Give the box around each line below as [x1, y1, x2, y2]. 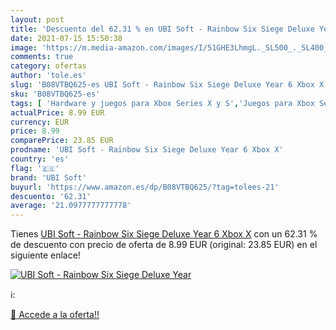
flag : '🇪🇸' [10, 163, 60, 173]
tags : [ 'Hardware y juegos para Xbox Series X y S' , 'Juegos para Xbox [10, 98, 315, 108]
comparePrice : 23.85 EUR [10, 136, 114, 146]
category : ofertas [10, 61, 87, 71]
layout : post [10, 14, 65, 25]
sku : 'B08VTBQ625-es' [10, 89, 101, 99]
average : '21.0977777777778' [10, 201, 132, 211]
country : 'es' [10, 154, 70, 164]
